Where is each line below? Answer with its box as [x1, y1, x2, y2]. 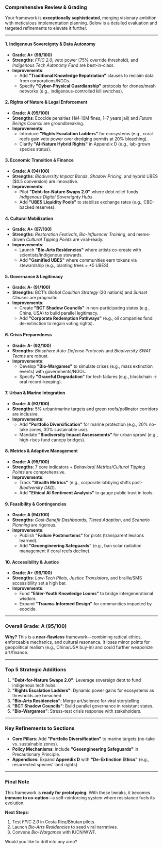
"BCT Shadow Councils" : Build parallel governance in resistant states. [12, 703, 154, 709]
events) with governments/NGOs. [19, 368, 86, 374]
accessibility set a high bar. [12, 580, 67, 586]
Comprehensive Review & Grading [5, 4, 87, 11]
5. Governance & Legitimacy [5, 273, 63, 279]
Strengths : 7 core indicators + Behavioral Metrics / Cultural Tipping [12, 464, 146, 470]
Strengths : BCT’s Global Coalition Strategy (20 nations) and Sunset [12, 289, 147, 295]
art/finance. [5, 649, 29, 655]
